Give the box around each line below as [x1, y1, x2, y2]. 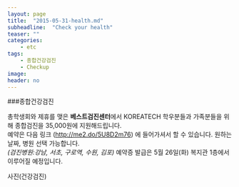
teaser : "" [7, 30, 40, 38]
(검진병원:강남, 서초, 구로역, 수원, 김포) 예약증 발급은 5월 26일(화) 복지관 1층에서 [7, 148, 230, 157]
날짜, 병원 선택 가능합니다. [7, 139, 80, 148]
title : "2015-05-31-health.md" [7, 17, 103, 24]
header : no [7, 76, 40, 84]
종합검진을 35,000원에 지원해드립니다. [14, 121, 122, 130]
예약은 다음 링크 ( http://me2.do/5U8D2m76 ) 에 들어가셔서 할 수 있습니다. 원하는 [7, 130, 232, 139]
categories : [7, 37, 43, 44]
